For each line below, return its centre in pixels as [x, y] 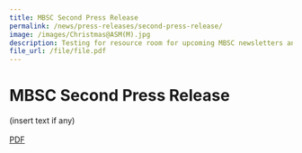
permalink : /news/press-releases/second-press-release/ [116, 26]
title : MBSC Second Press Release [74, 18]
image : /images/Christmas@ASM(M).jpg [80, 34]
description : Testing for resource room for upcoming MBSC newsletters [146, 43]
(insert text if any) [42, 121]
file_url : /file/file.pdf [58, 51]
